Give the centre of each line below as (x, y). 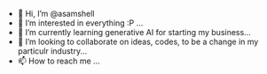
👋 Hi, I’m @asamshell (56, 14)
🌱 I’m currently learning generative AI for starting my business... (134, 32)
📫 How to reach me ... (59, 61)
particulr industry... (52, 51)
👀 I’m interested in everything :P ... (80, 23)
